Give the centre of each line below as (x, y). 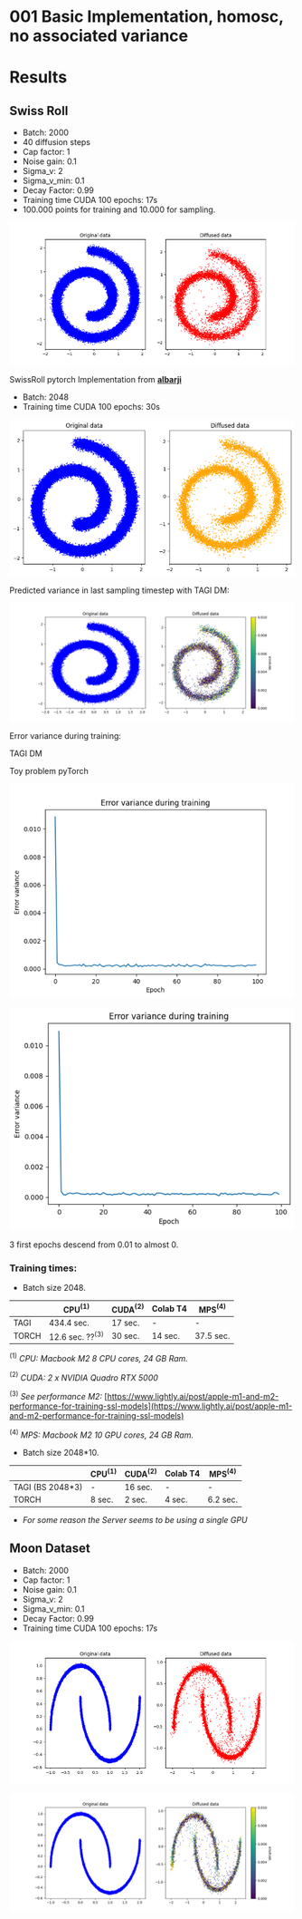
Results (38, 78)
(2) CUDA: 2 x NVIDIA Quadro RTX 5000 (84, 1377)
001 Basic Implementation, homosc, (146, 17)
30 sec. (126, 1336)
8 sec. (102, 1500)
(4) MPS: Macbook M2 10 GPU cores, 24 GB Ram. (102, 1434)
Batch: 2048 (46, 397)
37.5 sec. (212, 1336)
